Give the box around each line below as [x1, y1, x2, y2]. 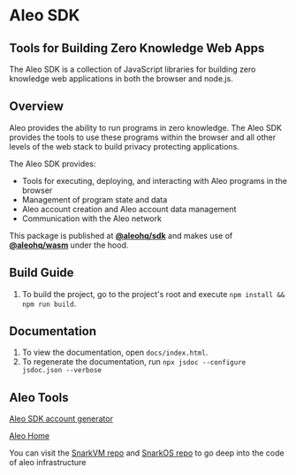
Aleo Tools [9, 390, 69, 405]
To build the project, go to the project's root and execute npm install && [21, 288, 285, 299]
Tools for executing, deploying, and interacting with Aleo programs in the [21, 175, 287, 186]
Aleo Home [9, 431, 50, 441]
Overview [9, 99, 65, 114]
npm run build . [21, 298, 77, 309]
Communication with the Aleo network [21, 213, 162, 224]
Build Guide [9, 265, 74, 280]
